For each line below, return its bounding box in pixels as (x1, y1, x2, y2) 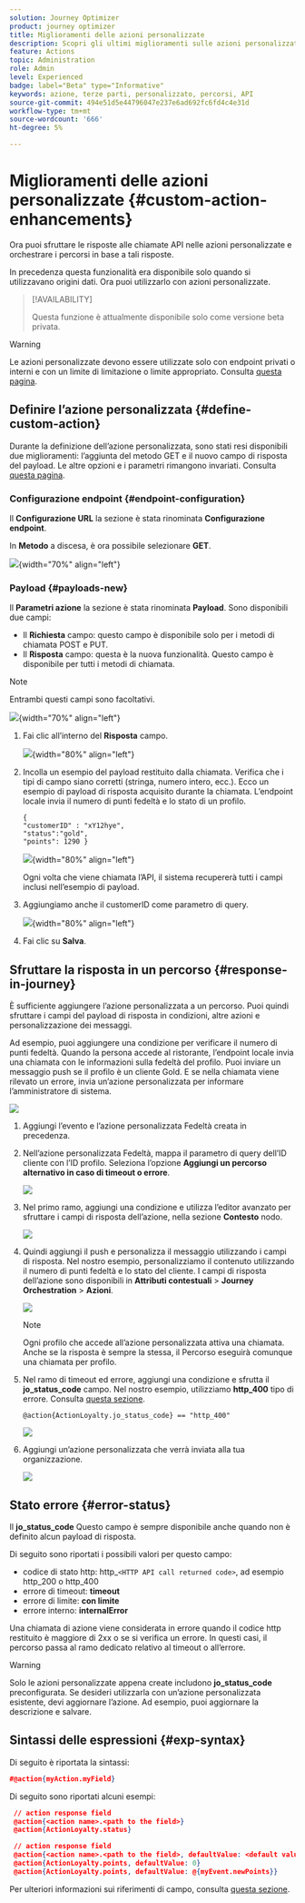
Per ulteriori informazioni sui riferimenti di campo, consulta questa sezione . (9, 1883, 290, 1894)
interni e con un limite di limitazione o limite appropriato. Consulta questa (9, 366, 282, 377)
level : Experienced (9, 73, 84, 82)
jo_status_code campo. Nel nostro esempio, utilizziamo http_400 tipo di (22, 1384, 294, 1395)
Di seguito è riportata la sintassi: (9, 1756, 130, 1767)
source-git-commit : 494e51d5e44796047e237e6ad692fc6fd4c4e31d (9, 97, 250, 107)
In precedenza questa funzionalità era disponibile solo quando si (9, 266, 251, 278)
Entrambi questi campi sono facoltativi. (9, 693, 156, 705)
